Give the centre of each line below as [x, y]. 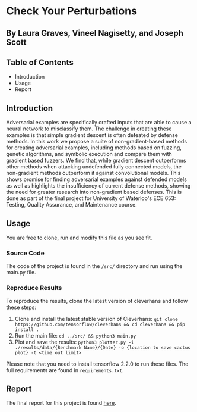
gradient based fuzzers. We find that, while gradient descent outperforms [96, 160]
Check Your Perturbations [72, 11]
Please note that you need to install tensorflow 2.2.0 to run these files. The [97, 364]
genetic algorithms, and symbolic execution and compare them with [89, 154]
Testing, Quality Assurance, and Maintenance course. [72, 205]
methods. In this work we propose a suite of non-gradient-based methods [97, 142]
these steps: [21, 307]
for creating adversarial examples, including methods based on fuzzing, [94, 148]
